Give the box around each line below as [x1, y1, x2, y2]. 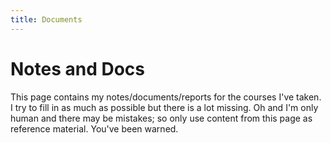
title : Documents [10, 14, 83, 25]
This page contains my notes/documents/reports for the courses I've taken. [10, 91, 322, 103]
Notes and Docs [10, 57, 146, 80]
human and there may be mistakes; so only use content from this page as [10, 112, 313, 124]
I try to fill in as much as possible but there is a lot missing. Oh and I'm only [10, 101, 319, 113]
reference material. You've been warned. [10, 122, 179, 135]
